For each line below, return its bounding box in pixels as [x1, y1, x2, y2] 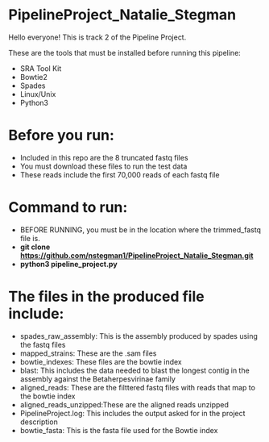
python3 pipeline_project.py [19, 259, 118, 269]
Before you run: [8, 127, 115, 144]
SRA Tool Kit [19, 63, 62, 73]
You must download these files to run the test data [19, 161, 188, 171]
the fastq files [19, 340, 66, 349]
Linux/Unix [19, 89, 56, 98]
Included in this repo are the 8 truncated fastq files [19, 152, 188, 162]
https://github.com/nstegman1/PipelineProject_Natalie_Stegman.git [19, 250, 254, 260]
